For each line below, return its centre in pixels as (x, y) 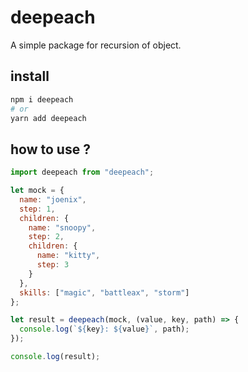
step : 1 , (37, 209)
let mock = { (37, 191)
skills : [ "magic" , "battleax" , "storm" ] (104, 292)
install (30, 76)
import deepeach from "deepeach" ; (82, 172)
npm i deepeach (42, 99)
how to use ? (50, 149)
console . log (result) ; (55, 357)
